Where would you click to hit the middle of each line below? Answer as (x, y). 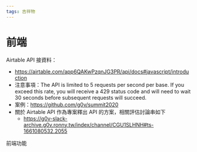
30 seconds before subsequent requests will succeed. (81, 97)
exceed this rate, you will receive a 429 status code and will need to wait (103, 91)
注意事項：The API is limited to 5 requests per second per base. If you (99, 85)
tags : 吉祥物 (21, 11)
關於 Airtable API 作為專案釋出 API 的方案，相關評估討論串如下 (90, 112)
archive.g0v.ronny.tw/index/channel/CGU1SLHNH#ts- (89, 124)
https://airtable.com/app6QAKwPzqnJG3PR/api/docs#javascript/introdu (102, 72)
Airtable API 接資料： (31, 60)
